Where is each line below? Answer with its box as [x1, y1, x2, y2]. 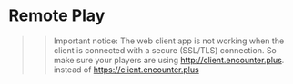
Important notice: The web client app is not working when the [53, 35, 285, 46]
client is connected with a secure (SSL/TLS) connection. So [53, 44, 277, 55]
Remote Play [8, 5, 106, 26]
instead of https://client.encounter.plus [53, 64, 199, 75]
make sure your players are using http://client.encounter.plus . [53, 54, 285, 65]
